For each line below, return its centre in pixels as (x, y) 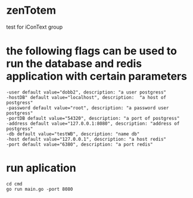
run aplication (41, 168)
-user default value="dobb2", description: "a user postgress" (86, 92)
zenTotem (31, 10)
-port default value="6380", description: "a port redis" (80, 144)
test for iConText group (35, 27)
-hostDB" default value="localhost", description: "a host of (86, 97)
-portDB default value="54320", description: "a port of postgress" (93, 118)
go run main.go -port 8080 (40, 189)
